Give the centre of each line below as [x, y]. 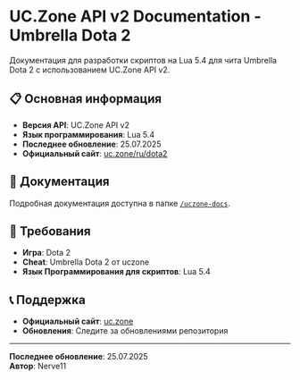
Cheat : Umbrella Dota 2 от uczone [86, 262]
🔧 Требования [50, 231]
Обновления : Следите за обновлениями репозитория [125, 331]
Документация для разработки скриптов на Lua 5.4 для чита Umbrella [143, 60]
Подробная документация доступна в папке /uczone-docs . [120, 203]
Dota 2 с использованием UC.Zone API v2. [90, 70]
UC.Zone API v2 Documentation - [135, 17]
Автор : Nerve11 [38, 366]
